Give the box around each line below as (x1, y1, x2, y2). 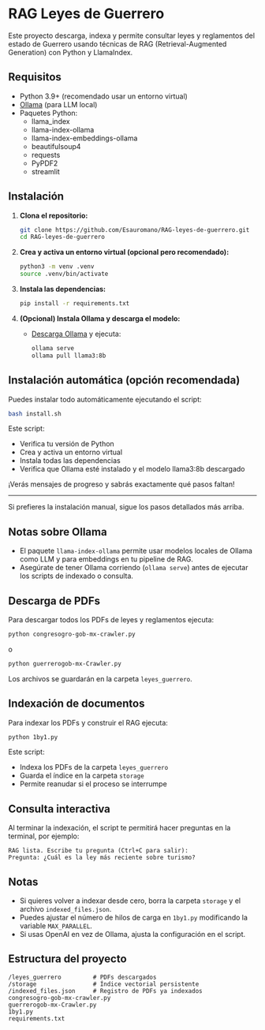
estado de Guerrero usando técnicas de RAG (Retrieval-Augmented (8, 39, 227, 48)
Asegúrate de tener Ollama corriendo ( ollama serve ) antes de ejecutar (19, 563, 248, 573)
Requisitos (8, 70, 62, 84)
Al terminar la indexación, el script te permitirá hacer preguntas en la (8, 823, 231, 833)
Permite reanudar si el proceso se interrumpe (19, 779, 167, 789)
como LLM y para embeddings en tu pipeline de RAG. (19, 554, 193, 564)
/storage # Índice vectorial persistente (8, 980, 200, 988)
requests (31, 150, 61, 159)
